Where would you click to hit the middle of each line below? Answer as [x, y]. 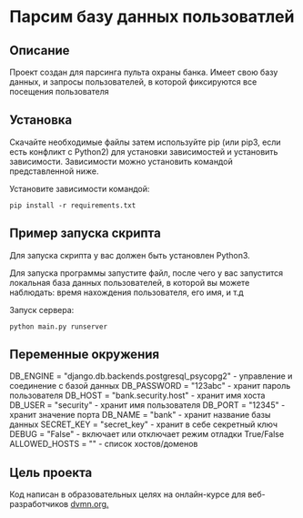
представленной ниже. [54, 171]
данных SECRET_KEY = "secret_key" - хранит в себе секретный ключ [144, 424]
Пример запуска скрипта [85, 234]
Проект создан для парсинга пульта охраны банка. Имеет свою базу [144, 72]
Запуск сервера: [42, 310]
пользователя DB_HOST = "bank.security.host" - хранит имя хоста [137, 396]
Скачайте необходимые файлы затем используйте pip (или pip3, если [145, 142]
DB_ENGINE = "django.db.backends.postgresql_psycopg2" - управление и [151, 376]
